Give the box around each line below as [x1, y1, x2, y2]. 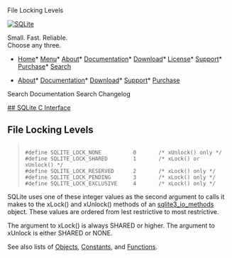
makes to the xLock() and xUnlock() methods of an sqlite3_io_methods [7, 200, 214, 208]
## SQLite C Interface [7, 103, 71, 112]
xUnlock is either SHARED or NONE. [7, 228, 113, 237]
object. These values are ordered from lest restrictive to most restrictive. [7, 207, 219, 215]
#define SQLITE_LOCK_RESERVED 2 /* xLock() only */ [24, 167, 216, 174]
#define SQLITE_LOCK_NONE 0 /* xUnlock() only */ [24, 149, 222, 156]
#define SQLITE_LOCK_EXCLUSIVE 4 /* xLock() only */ [24, 180, 216, 187]
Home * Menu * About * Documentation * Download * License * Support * [17, 55, 222, 63]
